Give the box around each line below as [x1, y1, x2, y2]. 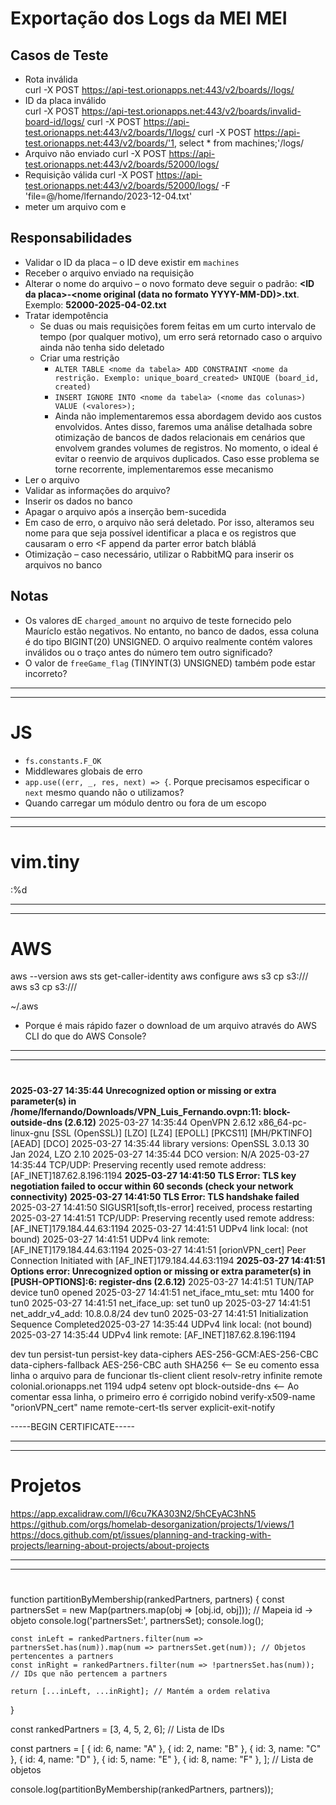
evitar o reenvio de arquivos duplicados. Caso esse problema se [54, 452, 320, 464]
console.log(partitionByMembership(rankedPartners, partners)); [10, 1783, 274, 1795]
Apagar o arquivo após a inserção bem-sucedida [24, 505, 227, 517]
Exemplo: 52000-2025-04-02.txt [24, 298, 167, 311]
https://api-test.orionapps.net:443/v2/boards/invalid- [81, 105, 302, 117]
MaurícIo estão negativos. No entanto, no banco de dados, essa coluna [24, 625, 320, 637]
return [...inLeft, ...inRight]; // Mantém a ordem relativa [10, 1686, 271, 1696]
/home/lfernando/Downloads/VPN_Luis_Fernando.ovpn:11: [10, 1105, 262, 1117]
